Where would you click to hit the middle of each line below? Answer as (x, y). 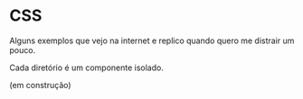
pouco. (23, 49)
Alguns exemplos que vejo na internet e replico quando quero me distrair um (152, 40)
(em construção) (40, 85)
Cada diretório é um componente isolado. (87, 67)
